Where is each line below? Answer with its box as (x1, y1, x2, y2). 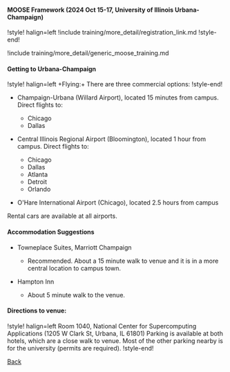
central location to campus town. (27, 263, 121, 272)
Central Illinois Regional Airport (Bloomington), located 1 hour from (17, 135, 206, 143)
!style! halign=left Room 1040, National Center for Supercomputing (7, 322, 197, 330)
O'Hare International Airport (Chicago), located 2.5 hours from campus (17, 198, 219, 207)
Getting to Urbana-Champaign (7, 64, 97, 73)
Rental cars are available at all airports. (7, 212, 117, 221)
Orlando (27, 185, 51, 194)
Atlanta (27, 170, 48, 179)
